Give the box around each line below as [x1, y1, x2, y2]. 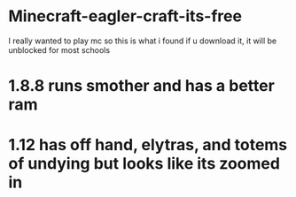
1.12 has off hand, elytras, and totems [8, 135, 288, 155]
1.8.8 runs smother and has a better [8, 76, 276, 96]
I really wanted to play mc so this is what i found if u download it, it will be [8, 35, 277, 46]
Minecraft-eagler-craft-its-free [8, 6, 243, 27]
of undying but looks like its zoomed [8, 154, 281, 174]
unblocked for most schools [8, 44, 111, 55]
